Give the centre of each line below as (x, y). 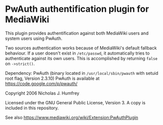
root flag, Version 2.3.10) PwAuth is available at (52, 78)
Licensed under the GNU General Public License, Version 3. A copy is (75, 102)
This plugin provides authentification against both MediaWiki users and (77, 33)
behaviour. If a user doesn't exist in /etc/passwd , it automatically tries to (77, 53)
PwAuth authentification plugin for (77, 9)
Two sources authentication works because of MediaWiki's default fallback (81, 48)
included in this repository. (32, 108)
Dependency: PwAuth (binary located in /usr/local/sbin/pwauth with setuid (82, 73)
